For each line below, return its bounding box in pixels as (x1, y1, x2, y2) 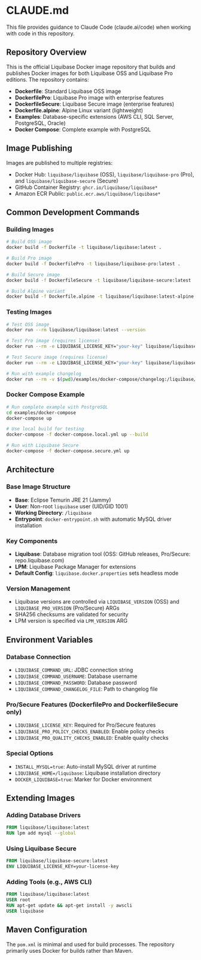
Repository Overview (6, 47, 87, 58)
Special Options (6, 749, 54, 758)
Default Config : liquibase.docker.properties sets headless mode (14, 569, 179, 577)
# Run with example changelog (6, 370, 82, 377)
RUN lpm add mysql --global (6, 830, 77, 836)
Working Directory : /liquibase (14, 509, 92, 516)
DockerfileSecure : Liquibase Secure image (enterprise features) (14, 100, 175, 107)
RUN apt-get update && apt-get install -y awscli (6, 902, 133, 909)
